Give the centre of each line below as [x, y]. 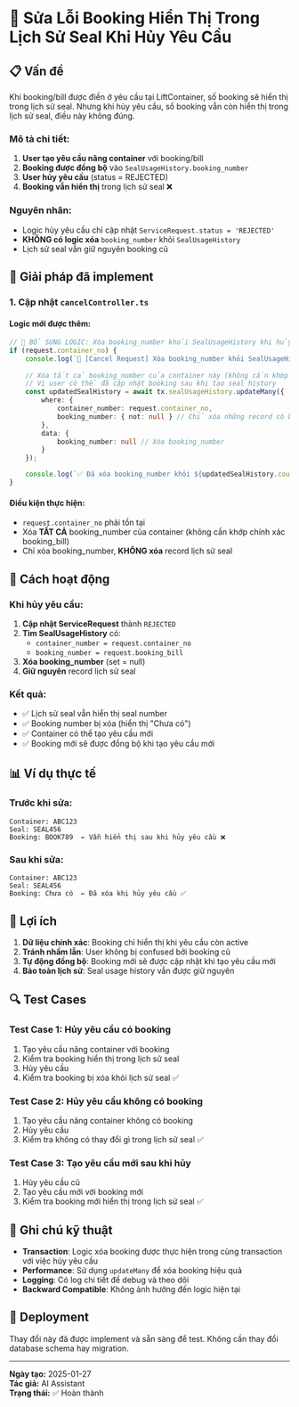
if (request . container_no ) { [63, 350]
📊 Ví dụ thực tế [53, 773]
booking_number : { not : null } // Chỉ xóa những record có [170, 417]
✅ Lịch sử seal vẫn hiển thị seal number [94, 714]
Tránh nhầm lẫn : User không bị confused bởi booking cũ [126, 952]
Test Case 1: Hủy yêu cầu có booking [90, 1030]
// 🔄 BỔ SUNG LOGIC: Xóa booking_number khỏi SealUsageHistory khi [141, 342]
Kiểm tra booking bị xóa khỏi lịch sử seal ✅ [101, 1077]
